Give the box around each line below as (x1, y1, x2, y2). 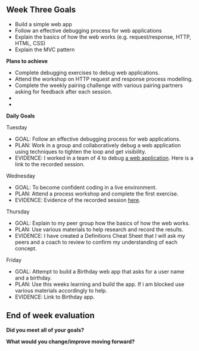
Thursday (6, 208, 30, 215)
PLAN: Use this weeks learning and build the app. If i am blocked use (14, 280, 185, 288)
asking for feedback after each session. (14, 88, 113, 95)
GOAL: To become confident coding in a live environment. (14, 184, 157, 191)
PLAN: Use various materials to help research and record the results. (14, 226, 184, 233)
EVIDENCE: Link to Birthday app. (14, 293, 95, 300)
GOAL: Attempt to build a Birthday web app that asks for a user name (14, 268, 185, 275)
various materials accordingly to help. (14, 287, 107, 294)
